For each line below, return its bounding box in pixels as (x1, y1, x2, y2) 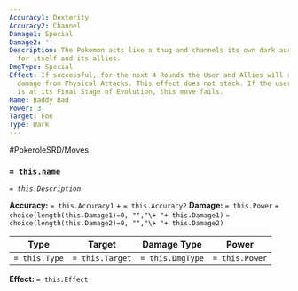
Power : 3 (9, 104, 42, 113)
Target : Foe (9, 112, 53, 121)
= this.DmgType (140, 254, 205, 263)
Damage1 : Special (9, 29, 74, 38)
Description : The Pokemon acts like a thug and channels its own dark (9, 46, 276, 55)
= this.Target (72, 254, 132, 263)
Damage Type (141, 239, 202, 251)
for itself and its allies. (17, 54, 122, 63)
